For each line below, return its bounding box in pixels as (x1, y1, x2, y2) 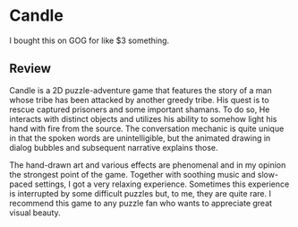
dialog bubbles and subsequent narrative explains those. (9, 142, 218, 153)
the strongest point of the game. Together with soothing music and (9, 169, 256, 179)
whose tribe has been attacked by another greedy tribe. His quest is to (9, 94, 270, 105)
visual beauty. (9, 207, 61, 218)
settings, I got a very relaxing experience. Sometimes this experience (34, 179, 290, 189)
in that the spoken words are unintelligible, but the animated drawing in (9, 132, 271, 144)
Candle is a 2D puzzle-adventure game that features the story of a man (9, 84, 272, 95)
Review (9, 61, 52, 76)
